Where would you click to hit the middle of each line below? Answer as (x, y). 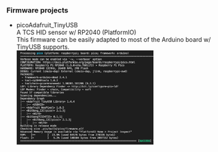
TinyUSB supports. (43, 47)
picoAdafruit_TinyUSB (47, 25)
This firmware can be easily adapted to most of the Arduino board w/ (113, 40)
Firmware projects (38, 10)
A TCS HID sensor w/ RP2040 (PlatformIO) (76, 32)
